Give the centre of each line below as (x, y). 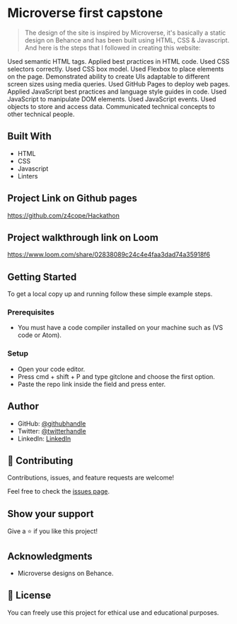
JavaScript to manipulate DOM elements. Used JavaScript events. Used (112, 99)
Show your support (51, 514)
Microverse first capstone (85, 13)
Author (23, 406)
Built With (29, 136)
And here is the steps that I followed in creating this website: (112, 47)
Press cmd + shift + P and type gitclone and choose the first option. (116, 376)
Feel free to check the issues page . (58, 492)
